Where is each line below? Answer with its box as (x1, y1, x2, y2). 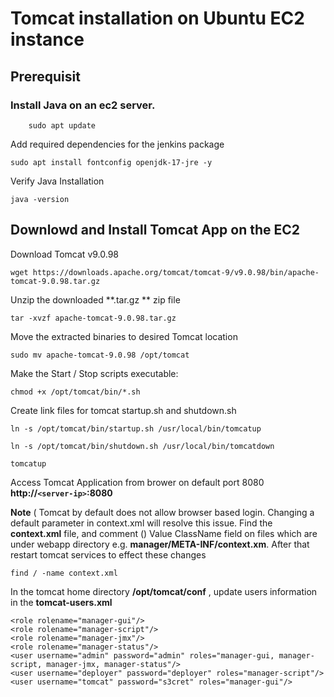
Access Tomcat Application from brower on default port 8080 (10, 476, 265, 488)
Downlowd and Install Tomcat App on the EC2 (10, 222, 300, 239)
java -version (10, 194, 70, 204)
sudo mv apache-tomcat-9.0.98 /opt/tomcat (10, 350, 190, 360)
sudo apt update (28, 120, 97, 131)
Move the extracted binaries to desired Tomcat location (10, 330, 238, 342)
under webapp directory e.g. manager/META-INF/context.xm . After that (10, 538, 310, 550)
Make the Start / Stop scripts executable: (10, 367, 179, 379)
